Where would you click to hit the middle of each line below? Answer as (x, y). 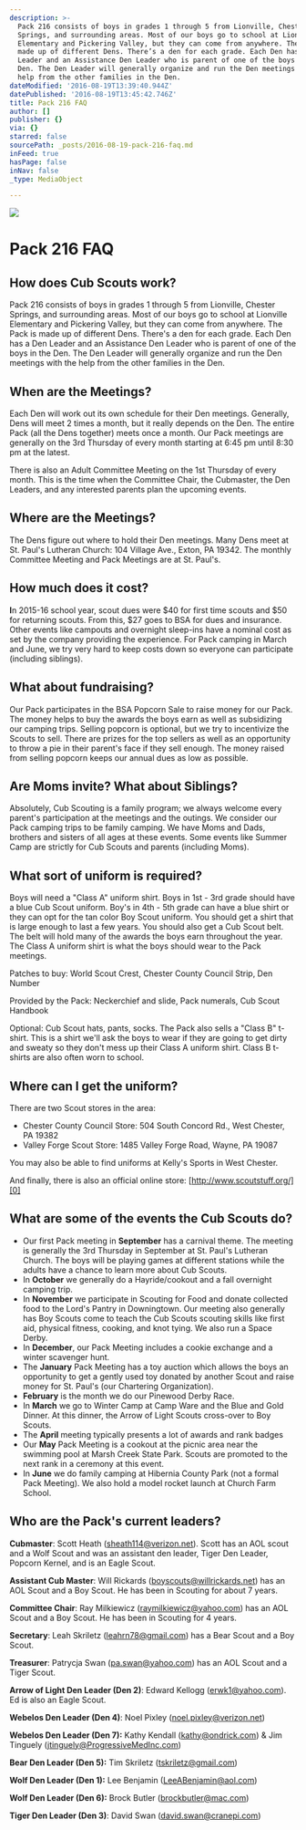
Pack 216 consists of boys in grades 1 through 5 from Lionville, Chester (143, 305)
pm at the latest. (40, 452)
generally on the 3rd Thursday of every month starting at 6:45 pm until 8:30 (152, 442)
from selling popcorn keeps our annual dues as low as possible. (129, 757)
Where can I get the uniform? (94, 1086)
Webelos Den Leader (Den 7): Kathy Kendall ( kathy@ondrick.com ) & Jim (146, 1735)
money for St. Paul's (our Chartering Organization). (118, 1386)
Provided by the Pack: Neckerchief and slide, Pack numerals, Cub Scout (145, 1001)
